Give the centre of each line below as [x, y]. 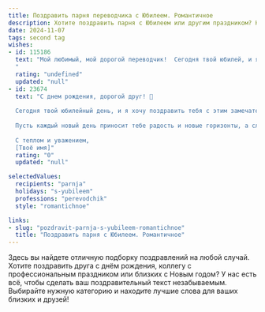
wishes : [21, 45]
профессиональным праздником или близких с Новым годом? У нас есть [132, 274]
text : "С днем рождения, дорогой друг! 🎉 [84, 96]
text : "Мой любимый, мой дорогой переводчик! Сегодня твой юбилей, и [134, 60]
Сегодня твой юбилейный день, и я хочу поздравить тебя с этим [121, 111]
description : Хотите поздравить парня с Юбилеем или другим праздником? [130, 23]
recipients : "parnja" [51, 184]
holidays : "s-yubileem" [54, 191]
